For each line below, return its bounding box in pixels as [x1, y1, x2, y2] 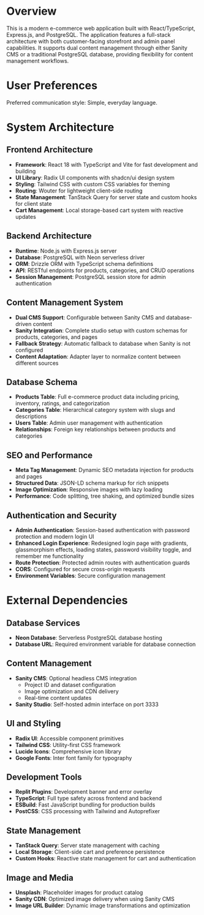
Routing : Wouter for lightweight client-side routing [15, 187, 143, 194]
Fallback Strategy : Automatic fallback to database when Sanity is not [15, 340, 191, 347]
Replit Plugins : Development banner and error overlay [15, 788, 152, 795]
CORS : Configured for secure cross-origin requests [15, 565, 146, 572]
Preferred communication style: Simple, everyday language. [6, 99, 157, 106]
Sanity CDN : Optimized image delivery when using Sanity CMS [15, 895, 175, 902]
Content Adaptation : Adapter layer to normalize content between [15, 352, 181, 360]
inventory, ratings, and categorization [15, 400, 110, 407]
